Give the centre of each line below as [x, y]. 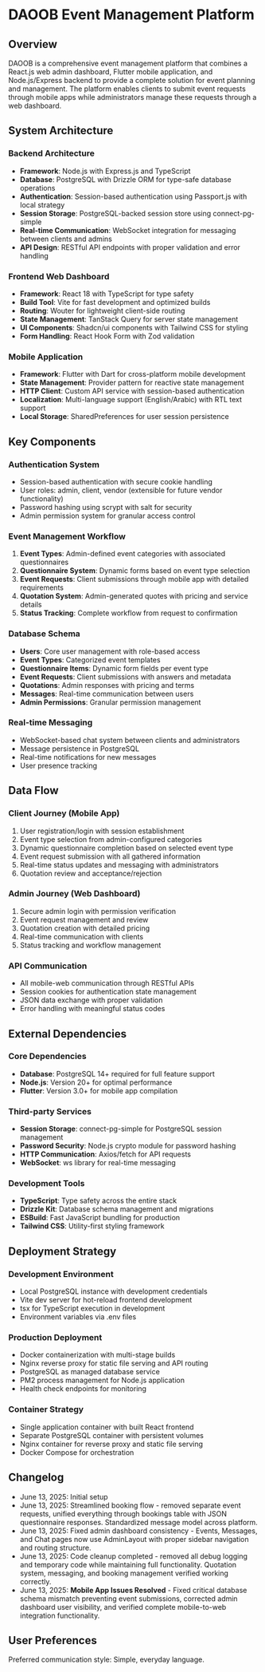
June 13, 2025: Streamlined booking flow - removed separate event [130, 1505]
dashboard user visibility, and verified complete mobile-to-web [123, 1607]
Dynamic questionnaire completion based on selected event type [126, 848]
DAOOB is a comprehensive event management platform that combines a [128, 63]
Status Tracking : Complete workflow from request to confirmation [129, 613]
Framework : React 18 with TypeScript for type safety [107, 294]
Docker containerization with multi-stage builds [97, 1355]
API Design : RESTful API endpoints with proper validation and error [130, 247]
